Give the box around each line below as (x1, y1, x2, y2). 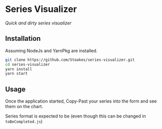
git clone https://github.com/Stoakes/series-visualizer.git (5, 57, 135, 62)
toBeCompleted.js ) (5, 119, 43, 125)
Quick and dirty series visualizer (5, 20, 72, 26)
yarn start (5, 71, 28, 76)
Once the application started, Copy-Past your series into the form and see (5, 98, 157, 104)
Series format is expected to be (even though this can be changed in (5, 113, 146, 119)
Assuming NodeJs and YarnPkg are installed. (5, 47, 98, 53)
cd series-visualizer (5, 62, 50, 67)
